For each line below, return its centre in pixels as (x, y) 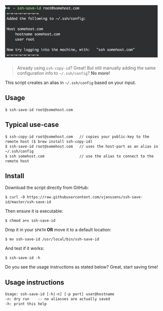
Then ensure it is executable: (34, 211)
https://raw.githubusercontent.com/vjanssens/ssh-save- (85, 197)
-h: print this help (26, 304)
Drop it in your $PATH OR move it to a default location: (58, 230)
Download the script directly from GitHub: (47, 187)
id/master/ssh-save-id (28, 202)
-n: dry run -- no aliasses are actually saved (58, 299)
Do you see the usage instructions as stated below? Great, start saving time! (82, 267)
